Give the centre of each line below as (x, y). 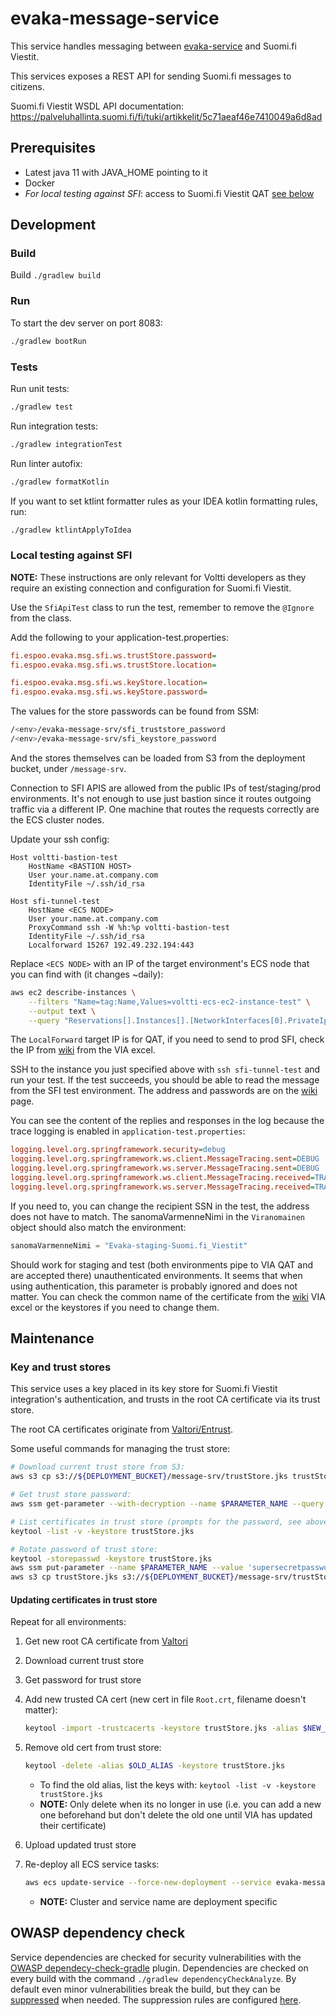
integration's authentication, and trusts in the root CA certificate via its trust (165, 1399)
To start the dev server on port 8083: (86, 323)
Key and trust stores (61, 1367)
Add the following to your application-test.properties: (119, 637)
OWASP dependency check (98, 1933)
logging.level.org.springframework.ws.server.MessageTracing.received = (162, 1187)
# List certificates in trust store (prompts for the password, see (156, 1522)
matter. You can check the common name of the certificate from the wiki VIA (168, 1296)
